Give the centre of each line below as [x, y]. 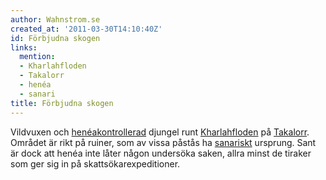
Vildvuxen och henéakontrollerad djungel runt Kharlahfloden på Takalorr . [160, 132]
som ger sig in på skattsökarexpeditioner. [95, 163]
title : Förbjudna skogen [62, 103]
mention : [37, 57]
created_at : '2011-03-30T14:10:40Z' [86, 29]
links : [24, 47]
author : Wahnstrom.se [55, 19]
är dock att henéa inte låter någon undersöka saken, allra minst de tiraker [161, 153]
